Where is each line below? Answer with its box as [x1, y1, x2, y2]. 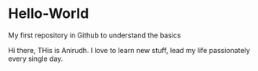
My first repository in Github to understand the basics [8, 30, 182, 40]
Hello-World [8, 5, 89, 23]
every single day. [8, 54, 64, 63]
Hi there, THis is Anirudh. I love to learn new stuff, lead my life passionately [8, 45, 251, 55]
